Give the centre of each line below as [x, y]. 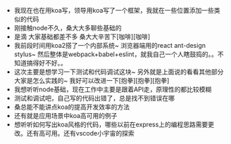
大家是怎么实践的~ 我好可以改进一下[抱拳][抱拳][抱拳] [92, 80]
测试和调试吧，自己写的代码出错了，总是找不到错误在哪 [94, 98]
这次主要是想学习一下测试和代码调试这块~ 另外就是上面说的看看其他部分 [119, 72]
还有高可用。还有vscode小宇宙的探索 [81, 133]
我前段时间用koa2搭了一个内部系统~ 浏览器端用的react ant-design [110, 45]
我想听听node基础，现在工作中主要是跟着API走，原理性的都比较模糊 [113, 89]
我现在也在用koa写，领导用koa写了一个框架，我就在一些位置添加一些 [114, 10]
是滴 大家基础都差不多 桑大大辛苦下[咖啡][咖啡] [82, 37]
